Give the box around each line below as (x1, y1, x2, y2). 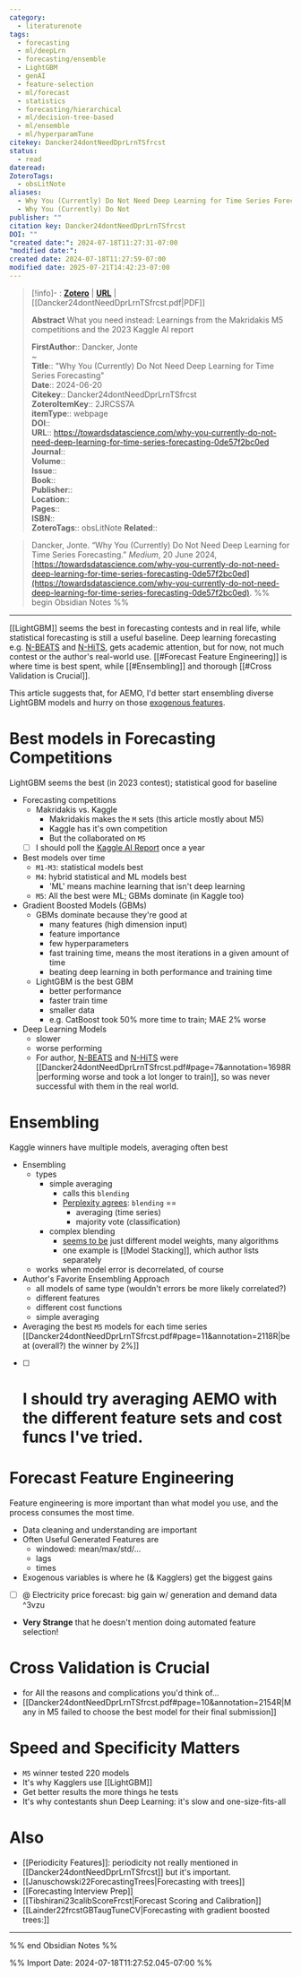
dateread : (9, 163, 47, 172)
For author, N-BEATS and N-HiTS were (35, 1052, 179, 1063)
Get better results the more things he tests (21, 1786, 179, 1797)
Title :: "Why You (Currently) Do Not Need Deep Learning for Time (30, 360, 275, 371)
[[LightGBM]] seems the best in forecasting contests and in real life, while (9, 622, 280, 633)
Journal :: (30, 445, 65, 457)
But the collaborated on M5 (48, 833, 146, 843)
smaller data (48, 1005, 95, 1015)
